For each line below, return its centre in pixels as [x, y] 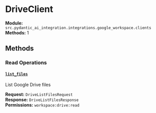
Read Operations [26, 62]
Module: [14, 23]
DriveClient [29, 9]
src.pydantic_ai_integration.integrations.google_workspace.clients [78, 28]
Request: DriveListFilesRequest [39, 94]
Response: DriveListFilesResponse [42, 100]
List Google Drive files [28, 85]
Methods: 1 [17, 32]
